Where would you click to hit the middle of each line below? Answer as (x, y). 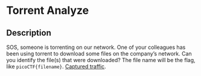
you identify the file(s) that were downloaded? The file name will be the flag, (101, 60)
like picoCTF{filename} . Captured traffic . (56, 66)
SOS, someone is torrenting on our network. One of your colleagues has (96, 47)
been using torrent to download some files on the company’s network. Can (99, 54)
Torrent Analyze (48, 11)
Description (29, 33)
